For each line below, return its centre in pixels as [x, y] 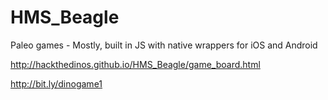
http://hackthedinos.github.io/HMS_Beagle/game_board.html [135, 64]
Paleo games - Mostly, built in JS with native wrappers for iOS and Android [164, 45]
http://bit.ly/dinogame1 [56, 83]
